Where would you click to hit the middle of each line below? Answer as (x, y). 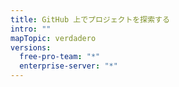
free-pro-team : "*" (60, 57)
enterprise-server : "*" (68, 66)
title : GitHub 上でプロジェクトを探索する (90, 19)
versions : (31, 47)
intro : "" (31, 29)
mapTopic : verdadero (53, 38)
